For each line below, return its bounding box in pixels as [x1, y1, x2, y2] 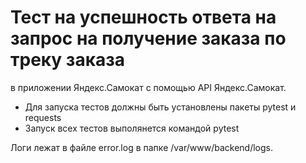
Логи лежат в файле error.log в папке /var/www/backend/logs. [10, 141, 273, 153]
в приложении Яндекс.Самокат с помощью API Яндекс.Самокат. [10, 81, 287, 93]
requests [24, 111, 62, 123]
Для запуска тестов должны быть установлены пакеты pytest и [24, 101, 297, 113]
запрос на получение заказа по [10, 27, 287, 50]
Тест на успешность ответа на [10, 6, 277, 29]
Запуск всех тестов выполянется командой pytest [24, 122, 240, 134]
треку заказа [10, 49, 126, 71]
